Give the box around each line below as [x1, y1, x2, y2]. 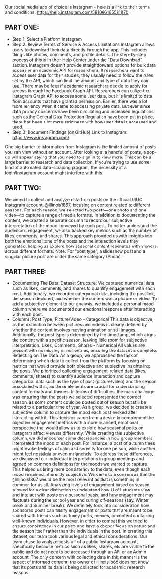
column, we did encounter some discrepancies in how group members [12, 435, 153, 441]
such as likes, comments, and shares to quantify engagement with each [12, 285, 156, 291]
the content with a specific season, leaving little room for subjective [12, 337, 147, 343]
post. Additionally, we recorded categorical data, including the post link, [12, 291, 155, 297]
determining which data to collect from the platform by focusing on [12, 358, 146, 364]
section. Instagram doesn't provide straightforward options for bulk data [12, 62, 156, 68]
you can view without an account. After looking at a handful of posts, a [5, 149, 146, 155]
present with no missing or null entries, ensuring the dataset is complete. [12, 348, 157, 353]
